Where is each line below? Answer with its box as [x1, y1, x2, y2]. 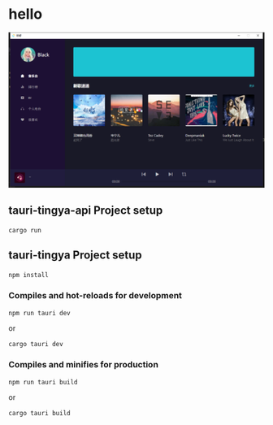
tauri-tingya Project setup [8, 249, 142, 262]
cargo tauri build [8, 410, 71, 418]
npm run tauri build [8, 379, 79, 387]
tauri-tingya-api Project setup [8, 204, 163, 218]
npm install [8, 271, 49, 279]
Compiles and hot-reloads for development [8, 289, 183, 301]
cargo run [8, 226, 42, 234]
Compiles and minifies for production [8, 358, 158, 370]
